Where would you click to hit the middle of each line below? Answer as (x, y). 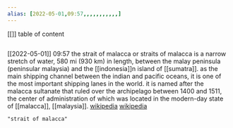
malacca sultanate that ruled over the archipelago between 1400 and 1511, (115, 91)
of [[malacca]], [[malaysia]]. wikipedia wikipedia (77, 105)
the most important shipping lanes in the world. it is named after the (106, 83)
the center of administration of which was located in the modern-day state (115, 98)
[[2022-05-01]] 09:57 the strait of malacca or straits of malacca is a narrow (117, 53)
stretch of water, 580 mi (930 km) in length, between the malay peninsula (114, 61)
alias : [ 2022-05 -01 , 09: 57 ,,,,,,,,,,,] (64, 14)
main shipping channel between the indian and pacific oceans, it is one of (114, 76)
